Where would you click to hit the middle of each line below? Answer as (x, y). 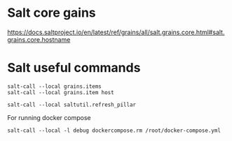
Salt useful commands (74, 68)
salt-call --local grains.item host (61, 92)
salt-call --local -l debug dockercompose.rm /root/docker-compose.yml (114, 131)
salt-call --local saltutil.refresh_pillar (72, 105)
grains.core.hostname (39, 39)
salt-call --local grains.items (54, 86)
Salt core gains (52, 13)
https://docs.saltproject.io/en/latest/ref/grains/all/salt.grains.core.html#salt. (116, 32)
